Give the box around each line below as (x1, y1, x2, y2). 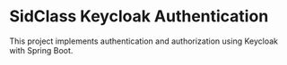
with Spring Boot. (9, 45, 74, 55)
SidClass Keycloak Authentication (9, 6, 269, 27)
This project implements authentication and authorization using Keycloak (9, 36, 278, 46)
